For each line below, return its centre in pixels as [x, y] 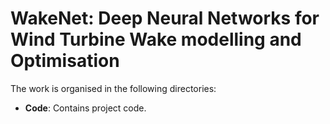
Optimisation [65, 61]
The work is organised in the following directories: [113, 88]
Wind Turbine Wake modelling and [156, 39]
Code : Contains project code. [85, 108]
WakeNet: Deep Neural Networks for [165, 18]
